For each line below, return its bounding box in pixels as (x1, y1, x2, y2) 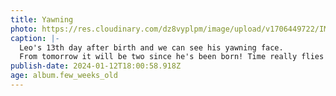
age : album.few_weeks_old (10, 71, 118, 81)
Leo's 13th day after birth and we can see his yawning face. (19, 42, 284, 53)
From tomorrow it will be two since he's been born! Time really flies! (19, 52, 329, 62)
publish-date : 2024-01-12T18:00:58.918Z (10, 61, 182, 71)
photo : (10, 24, 38, 34)
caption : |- (10, 33, 60, 43)
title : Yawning (10, 14, 74, 25)
